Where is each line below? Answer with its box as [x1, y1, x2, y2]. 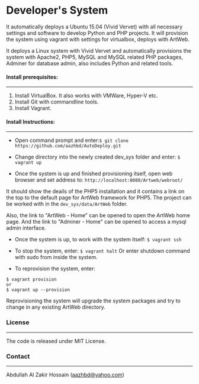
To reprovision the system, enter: [14, 265, 96, 272]
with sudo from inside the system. [14, 254, 98, 261]
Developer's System [6, 4, 108, 17]
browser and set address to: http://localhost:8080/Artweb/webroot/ [14, 176, 184, 183]
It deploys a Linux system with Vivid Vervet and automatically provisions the [6, 47, 191, 54]
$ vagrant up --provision [6, 287, 70, 293]
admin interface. [6, 224, 46, 231]
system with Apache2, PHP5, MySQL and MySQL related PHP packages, [6, 53, 184, 60]
